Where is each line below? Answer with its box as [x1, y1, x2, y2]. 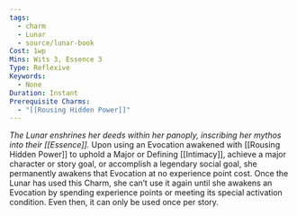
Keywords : [9, 72, 47, 81]
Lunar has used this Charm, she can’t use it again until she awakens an [9, 177, 273, 189]
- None [17, 80, 42, 89]
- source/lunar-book [17, 38, 94, 48]
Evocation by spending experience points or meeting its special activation [9, 187, 283, 198]
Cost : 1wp [9, 47, 47, 56]
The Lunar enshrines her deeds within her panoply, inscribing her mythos [9, 130, 282, 140]
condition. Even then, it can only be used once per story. [9, 197, 219, 208]
